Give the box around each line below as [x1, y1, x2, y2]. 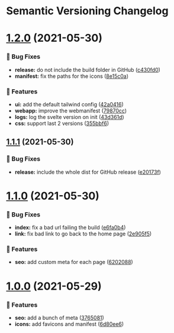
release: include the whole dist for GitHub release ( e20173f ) [14, 168, 162, 175]
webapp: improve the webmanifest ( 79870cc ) [14, 107, 127, 114]
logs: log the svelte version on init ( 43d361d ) [14, 113, 124, 120]
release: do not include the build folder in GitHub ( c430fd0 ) [14, 66, 161, 73]
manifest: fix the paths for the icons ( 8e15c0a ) [14, 73, 129, 80]
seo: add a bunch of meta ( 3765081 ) [14, 314, 105, 321]
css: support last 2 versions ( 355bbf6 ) [14, 120, 109, 127]
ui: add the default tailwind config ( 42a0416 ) [14, 100, 124, 108]
